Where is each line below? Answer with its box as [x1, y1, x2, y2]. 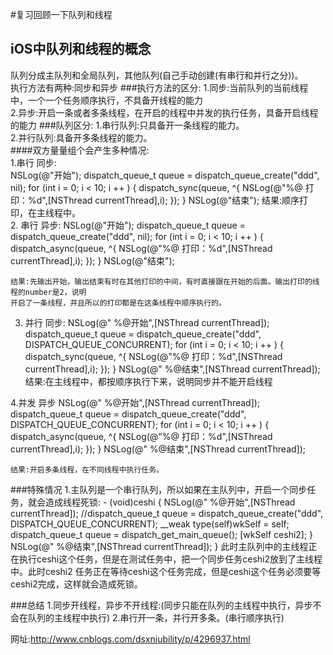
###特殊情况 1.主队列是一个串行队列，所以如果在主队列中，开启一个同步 [10, 483, 308, 495]
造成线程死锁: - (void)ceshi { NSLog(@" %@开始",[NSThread [44, 496, 296, 508]
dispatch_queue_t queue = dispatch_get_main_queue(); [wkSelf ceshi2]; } [10, 528, 314, 540]
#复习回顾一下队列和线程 [10, 9, 113, 20]
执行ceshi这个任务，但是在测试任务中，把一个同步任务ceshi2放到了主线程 [18, 553, 323, 565]
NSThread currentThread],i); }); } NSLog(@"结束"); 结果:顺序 [50, 194, 300, 206]
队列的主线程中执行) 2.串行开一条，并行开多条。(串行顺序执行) [27, 611, 285, 623]
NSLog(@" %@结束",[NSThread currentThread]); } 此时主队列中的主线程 [10, 540, 309, 552]
